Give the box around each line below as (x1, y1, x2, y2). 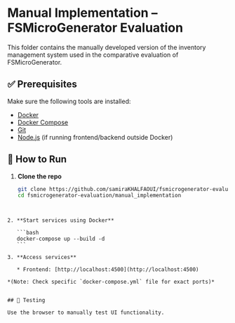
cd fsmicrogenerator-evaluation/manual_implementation (17, 192, 182, 199)
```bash (16, 230, 39, 237)
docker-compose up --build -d (16, 235, 105, 243)
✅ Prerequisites (7, 79, 77, 91)
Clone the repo (17, 172, 62, 180)
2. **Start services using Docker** (7, 217, 114, 224)
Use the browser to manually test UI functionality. (7, 309, 165, 317)
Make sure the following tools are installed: (7, 97, 131, 105)
